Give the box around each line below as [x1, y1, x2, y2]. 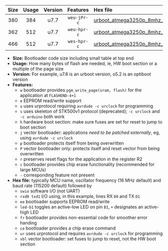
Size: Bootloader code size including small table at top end [12, 55, 134, 61]
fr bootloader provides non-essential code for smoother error [19, 214, 147, 220]
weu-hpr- [67, 27, 88, 32]
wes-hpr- [67, 38, 88, 44]
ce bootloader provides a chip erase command [19, 225, 116, 231]
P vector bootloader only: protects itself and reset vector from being [19, 145, 160, 151]
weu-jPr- [67, 15, 88, 20]
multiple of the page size [12, 66, 64, 71]
